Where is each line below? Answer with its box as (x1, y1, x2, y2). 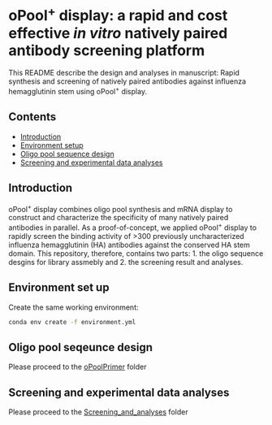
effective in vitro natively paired (8, 24, 228, 42)
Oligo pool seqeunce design (8, 340, 153, 354)
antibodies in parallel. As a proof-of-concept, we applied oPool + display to (8, 221, 257, 232)
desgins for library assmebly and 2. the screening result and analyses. (8, 257, 244, 267)
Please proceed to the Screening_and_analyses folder (8, 407, 188, 417)
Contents (8, 110, 57, 124)
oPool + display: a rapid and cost (8, 3, 228, 25)
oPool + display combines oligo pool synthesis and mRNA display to (8, 202, 233, 214)
